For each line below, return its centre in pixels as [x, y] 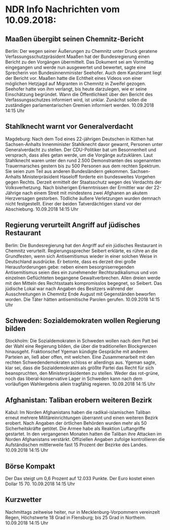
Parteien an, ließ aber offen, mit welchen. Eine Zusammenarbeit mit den [80, 357]
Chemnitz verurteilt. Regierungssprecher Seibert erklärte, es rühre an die [82, 251]
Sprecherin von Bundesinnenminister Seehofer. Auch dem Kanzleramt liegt [83, 73]
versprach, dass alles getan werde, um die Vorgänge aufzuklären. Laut [79, 155]
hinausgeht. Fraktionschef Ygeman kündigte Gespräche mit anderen [77, 351]
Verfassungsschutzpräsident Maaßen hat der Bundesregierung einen [77, 56]
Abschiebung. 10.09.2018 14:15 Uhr [42, 209]
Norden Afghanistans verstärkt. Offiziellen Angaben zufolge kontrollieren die [85, 439]
